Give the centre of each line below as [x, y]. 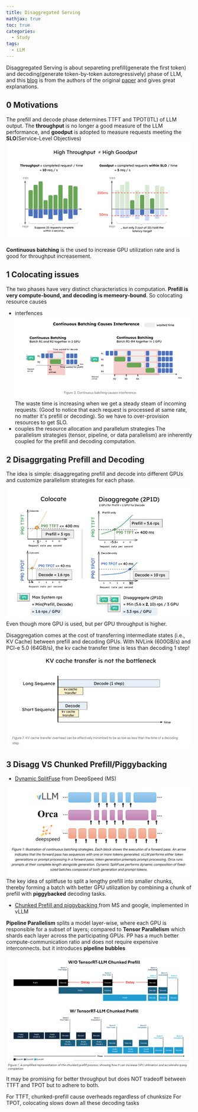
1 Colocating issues [43, 275]
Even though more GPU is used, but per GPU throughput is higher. [87, 624]
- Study [21, 38]
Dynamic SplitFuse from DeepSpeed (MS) [66, 778]
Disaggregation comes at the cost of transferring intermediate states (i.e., [95, 635]
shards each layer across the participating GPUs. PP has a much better [92, 935]
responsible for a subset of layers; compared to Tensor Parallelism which [96, 930]
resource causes [27, 302]
